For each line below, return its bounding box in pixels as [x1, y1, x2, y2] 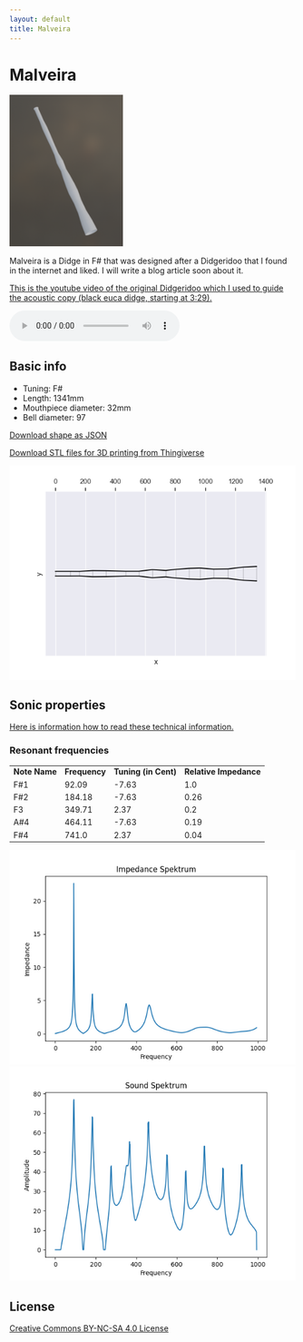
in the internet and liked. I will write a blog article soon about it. [9, 264, 244, 276]
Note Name [13, 766, 57, 777]
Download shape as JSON [9, 429, 107, 440]
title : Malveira [9, 24, 71, 34]
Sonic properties [9, 697, 106, 713]
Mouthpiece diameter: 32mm [22, 402, 132, 413]
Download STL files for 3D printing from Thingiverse [9, 447, 205, 458]
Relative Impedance [184, 766, 261, 777]
